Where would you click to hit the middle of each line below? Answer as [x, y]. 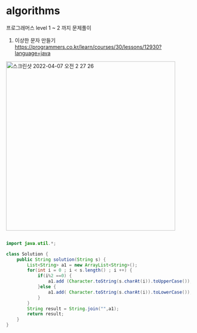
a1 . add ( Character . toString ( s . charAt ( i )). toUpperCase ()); [120, 281]
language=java [33, 53]
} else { [47, 287]
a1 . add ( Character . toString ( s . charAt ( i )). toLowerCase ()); [120, 292]
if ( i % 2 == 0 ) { [55, 276]
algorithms [33, 11]
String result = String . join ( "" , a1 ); [73, 309]
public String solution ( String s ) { [62, 260]
